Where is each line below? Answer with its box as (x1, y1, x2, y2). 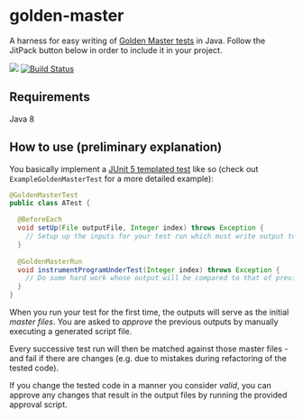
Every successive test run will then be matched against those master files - (9, 343, 289, 354)
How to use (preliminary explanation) (9, 140, 223, 155)
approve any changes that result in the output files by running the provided (9, 389, 288, 401)
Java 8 (9, 114, 34, 124)
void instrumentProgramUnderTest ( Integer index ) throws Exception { (17, 265, 280, 275)
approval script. (9, 399, 68, 410)
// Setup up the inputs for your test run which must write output (25, 232, 284, 241)
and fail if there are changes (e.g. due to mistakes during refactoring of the (9, 353, 287, 364)
